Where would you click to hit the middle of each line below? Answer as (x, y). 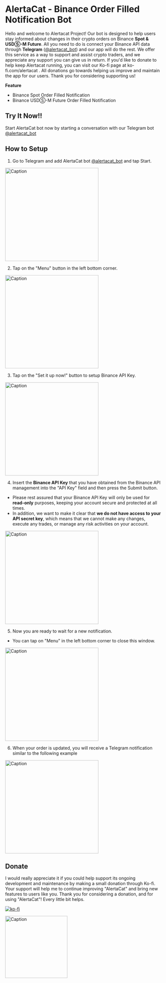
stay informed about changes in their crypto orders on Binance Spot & (77, 39)
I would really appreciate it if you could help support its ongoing (70, 878)
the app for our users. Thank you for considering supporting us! (70, 76)
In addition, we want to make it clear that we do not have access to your (86, 513)
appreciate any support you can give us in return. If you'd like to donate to (81, 60)
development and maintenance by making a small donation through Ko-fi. (80, 884)
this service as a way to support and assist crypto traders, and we (73, 54)
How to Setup (27, 149)
